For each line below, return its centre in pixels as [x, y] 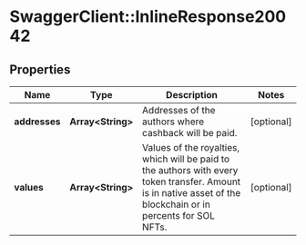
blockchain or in [177, 204]
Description [192, 95]
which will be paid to [186, 159]
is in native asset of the [192, 193]
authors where [173, 122]
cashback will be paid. [190, 133]
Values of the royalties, [191, 147]
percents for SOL [179, 216]
